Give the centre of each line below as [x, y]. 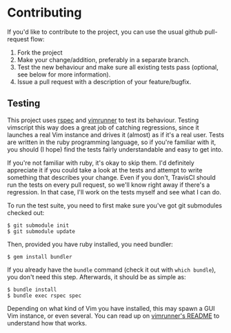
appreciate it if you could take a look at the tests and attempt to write [105, 170]
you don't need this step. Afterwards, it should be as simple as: [97, 276]
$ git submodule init [38, 225]
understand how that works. [47, 323]
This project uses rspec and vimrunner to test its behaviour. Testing [103, 120]
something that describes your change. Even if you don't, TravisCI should [111, 177]
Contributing [44, 13]
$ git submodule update [41, 231]
